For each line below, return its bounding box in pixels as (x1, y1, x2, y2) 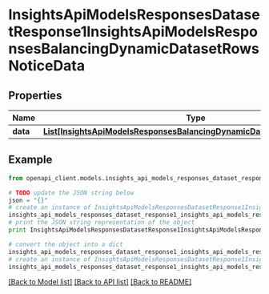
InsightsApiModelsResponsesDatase (8, 6, 260, 24)
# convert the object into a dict (8, 240, 124, 248)
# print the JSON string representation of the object (8, 219, 195, 227)
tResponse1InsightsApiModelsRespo (8, 22, 259, 41)
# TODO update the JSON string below (8, 188, 134, 197)
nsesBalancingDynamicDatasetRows (8, 40, 260, 58)
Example (8, 153, 53, 167)
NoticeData (8, 57, 86, 75)
